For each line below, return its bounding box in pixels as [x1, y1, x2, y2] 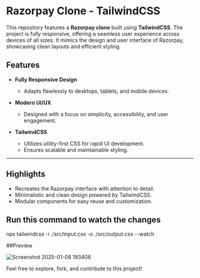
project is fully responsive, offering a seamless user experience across [6, 30, 180, 37]
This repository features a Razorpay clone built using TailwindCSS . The [6, 24, 183, 31]
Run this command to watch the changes [6, 214, 161, 224]
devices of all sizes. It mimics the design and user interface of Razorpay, [6, 36, 185, 43]
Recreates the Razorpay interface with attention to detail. [14, 185, 155, 192]
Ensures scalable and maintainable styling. [23, 146, 129, 153]
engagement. [23, 117, 57, 124]
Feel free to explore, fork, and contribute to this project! [6, 265, 142, 272]
